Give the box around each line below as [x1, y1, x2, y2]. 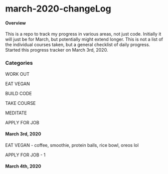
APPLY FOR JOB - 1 [5, 151, 46, 158]
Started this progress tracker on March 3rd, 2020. [5, 47, 108, 53]
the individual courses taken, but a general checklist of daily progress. [5, 42, 150, 48]
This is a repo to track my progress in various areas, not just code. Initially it [5, 31, 161, 37]
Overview [5, 20, 26, 26]
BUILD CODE [5, 90, 32, 96]
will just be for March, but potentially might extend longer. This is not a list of [5, 36, 163, 43]
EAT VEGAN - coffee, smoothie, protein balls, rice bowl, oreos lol [5, 142, 139, 148]
